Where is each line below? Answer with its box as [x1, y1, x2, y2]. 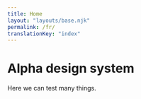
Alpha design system [7, 61, 135, 76]
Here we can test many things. [7, 84, 97, 93]
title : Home [7, 10, 43, 18]
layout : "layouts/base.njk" [7, 17, 91, 24]
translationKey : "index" [7, 30, 81, 37]
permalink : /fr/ [7, 23, 55, 30]
